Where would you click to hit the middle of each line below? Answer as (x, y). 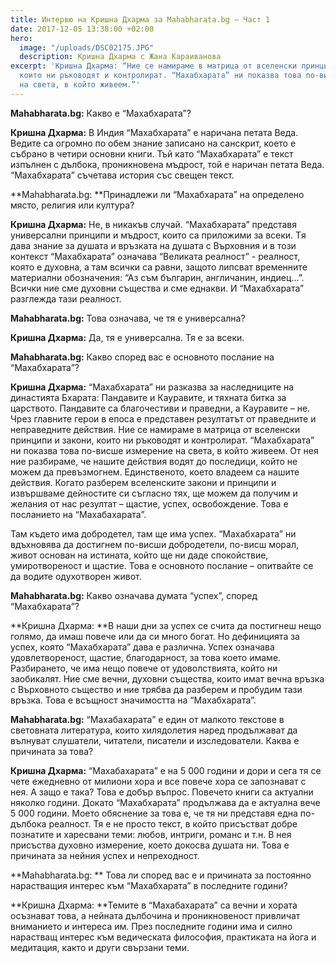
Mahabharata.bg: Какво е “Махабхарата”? (101, 113)
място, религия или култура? (72, 205)
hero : (21, 38)
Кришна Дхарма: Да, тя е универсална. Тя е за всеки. (127, 337)
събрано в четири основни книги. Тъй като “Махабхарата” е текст (152, 153)
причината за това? (52, 751)
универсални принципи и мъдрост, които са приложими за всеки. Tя (158, 235)
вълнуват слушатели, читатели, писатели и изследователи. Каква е (155, 740)
